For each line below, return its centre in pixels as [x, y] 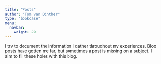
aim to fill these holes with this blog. [41, 56]
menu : [11, 23]
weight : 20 [25, 32]
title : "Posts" [21, 9]
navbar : [17, 28]
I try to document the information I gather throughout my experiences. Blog [81, 46]
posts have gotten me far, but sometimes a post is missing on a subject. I [79, 51]
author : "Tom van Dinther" [33, 14]
